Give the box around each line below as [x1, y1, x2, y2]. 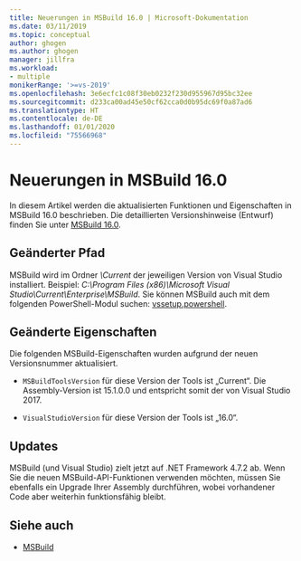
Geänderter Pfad [9, 245, 106, 261]
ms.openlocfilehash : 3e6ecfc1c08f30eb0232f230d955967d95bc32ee [9, 89, 253, 98]
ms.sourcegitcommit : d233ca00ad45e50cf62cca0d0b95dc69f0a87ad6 [9, 97, 253, 107]
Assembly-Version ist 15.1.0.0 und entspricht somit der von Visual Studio [22, 385, 291, 396]
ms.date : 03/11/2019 [9, 22, 88, 31]
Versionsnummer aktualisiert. [9, 358, 118, 369]
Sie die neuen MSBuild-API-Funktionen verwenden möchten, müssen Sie [9, 472, 281, 483]
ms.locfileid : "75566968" [9, 131, 107, 140]
